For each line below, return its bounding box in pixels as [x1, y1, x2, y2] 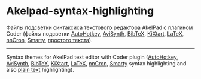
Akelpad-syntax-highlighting [6, 4, 154, 18]
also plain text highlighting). [6, 66, 75, 73]
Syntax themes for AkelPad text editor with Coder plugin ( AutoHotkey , [6, 53, 178, 61]
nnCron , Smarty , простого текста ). [6, 36, 93, 43]
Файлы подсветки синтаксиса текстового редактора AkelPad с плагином [6, 24, 193, 31]
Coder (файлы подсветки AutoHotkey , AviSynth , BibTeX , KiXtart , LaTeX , [6, 30, 184, 37]
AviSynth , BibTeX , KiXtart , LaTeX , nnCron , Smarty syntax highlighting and [6, 59, 187, 67]
